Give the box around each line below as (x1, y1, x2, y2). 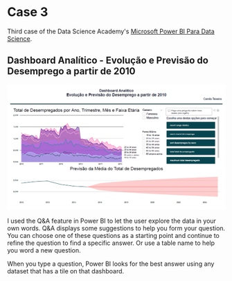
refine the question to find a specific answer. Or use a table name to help (7, 239, 215, 247)
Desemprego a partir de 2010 (7, 65, 136, 77)
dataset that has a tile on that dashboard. (7, 266, 125, 275)
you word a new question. (7, 246, 81, 254)
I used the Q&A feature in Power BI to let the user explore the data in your (7, 216, 217, 225)
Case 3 (7, 4, 48, 20)
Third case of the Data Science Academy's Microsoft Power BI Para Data (7, 27, 215, 35)
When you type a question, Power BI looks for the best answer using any (7, 259, 215, 268)
